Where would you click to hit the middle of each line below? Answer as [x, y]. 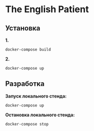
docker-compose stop [27, 124]
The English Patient [47, 9]
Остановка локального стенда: [40, 115]
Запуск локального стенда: [36, 96]
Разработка [25, 84]
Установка [23, 28]
